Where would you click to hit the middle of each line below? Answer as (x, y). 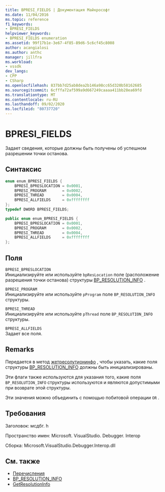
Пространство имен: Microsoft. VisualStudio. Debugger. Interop (73, 435)
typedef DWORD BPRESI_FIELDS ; (37, 209)
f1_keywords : (19, 24)
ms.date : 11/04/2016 (27, 15)
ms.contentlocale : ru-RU (31, 99)
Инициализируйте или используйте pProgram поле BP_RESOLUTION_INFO (80, 294)
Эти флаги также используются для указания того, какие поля (73, 377)
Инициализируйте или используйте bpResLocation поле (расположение (82, 274)
